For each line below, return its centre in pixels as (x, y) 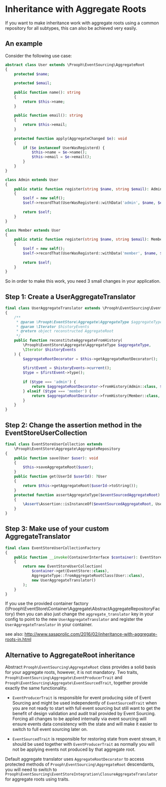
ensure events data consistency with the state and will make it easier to (85, 724)
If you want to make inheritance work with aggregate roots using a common (82, 23)
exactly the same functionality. (36, 688)
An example (24, 44)
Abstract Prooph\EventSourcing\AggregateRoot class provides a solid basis (81, 667)
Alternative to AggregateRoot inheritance (70, 655)
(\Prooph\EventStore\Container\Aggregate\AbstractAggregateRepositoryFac (83, 609)
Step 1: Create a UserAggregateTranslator (70, 297)
